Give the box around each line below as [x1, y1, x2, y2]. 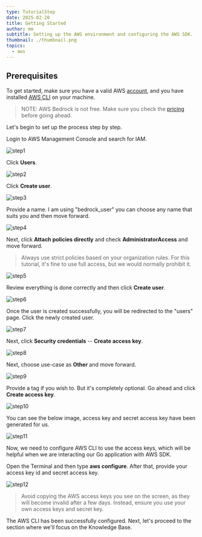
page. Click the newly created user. [6, 314, 95, 321]
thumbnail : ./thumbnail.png [6, 37, 77, 43]
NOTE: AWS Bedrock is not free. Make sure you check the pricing [21, 105, 184, 112]
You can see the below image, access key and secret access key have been [6, 414, 196, 422]
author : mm [6, 25, 34, 32]
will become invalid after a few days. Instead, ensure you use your [21, 499, 186, 506]
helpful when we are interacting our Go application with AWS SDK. [6, 450, 172, 458]
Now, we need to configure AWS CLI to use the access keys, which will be [6, 444, 191, 451]
